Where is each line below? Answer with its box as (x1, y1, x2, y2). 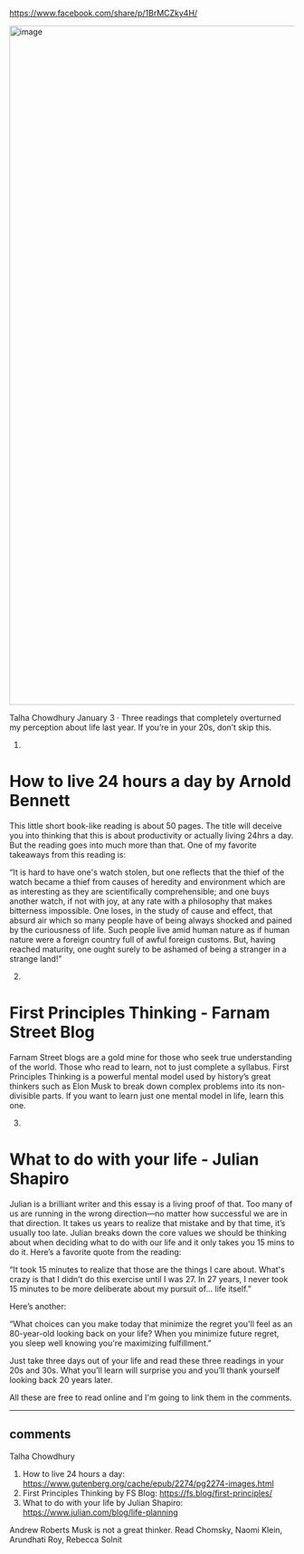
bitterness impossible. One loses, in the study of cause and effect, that (9, 905, 273, 916)
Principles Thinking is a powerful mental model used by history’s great (9, 1070, 271, 1081)
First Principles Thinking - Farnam (9, 1002, 271, 1023)
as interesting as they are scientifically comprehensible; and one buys (9, 886, 270, 897)
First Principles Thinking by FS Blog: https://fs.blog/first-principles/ (22, 1487, 273, 1498)
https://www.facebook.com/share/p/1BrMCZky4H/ (9, 8, 198, 18)
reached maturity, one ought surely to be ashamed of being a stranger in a (9, 944, 287, 954)
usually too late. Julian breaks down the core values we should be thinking (9, 1227, 287, 1238)
